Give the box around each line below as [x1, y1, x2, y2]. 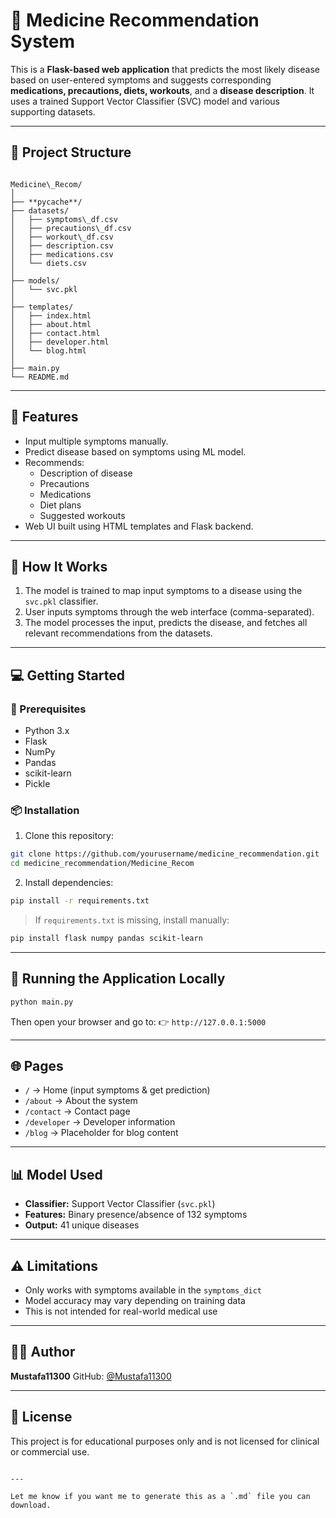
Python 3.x [24, 725, 70, 737]
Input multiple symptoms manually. [24, 435, 169, 447]
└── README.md [10, 372, 70, 382]
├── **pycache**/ [10, 197, 83, 207]
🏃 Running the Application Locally [10, 970, 226, 988]
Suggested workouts [39, 509, 126, 521]
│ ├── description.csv [10, 240, 114, 251]
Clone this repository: [24, 830, 114, 842]
